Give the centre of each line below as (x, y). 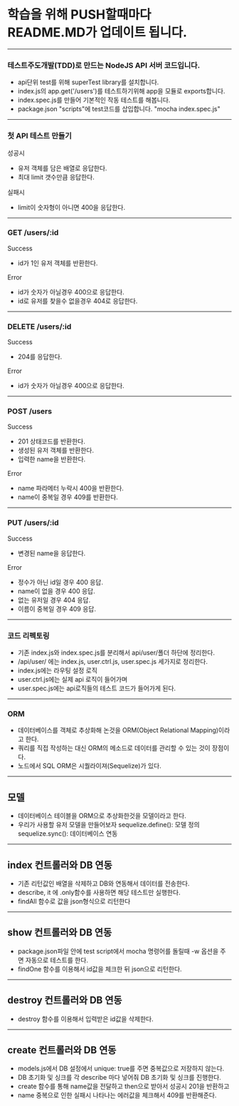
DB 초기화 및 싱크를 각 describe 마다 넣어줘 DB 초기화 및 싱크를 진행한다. (119, 1077)
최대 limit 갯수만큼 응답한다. (56, 177)
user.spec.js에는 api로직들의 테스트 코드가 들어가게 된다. (97, 688)
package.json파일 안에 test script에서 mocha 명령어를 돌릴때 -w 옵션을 (118, 951)
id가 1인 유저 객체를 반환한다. (58, 263)
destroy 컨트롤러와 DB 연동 (65, 1000)
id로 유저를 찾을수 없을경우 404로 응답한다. (78, 301)
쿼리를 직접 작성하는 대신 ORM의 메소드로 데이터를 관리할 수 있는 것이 (114, 748)
